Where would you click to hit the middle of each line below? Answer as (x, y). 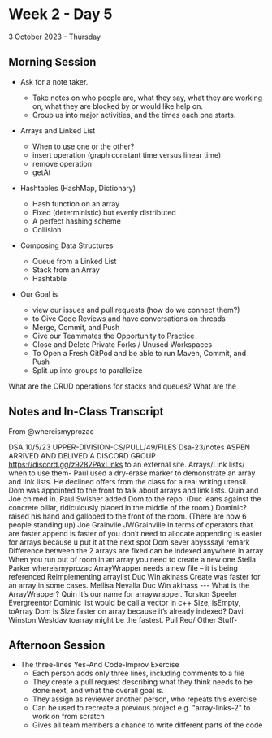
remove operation (62, 163)
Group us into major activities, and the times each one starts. (134, 115)
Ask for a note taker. (54, 81)
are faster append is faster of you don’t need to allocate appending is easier (135, 533)
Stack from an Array (66, 270)
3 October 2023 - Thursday (55, 37)
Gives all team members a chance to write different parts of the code (147, 725)
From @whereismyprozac (52, 431)
